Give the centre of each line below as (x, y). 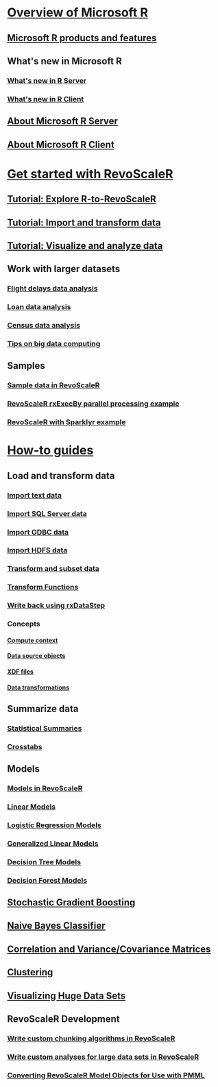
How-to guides (50, 451)
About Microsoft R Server (63, 121)
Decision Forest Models (47, 880)
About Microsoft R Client (61, 144)
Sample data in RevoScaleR (53, 385)
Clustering (30, 972)
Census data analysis (44, 326)
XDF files (21, 671)
